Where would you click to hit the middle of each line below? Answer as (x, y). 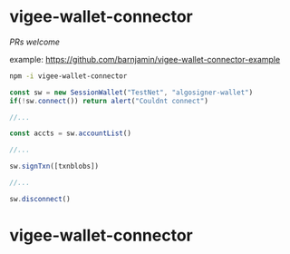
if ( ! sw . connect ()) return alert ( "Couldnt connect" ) (109, 101)
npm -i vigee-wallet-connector (68, 76)
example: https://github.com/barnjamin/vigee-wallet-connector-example (145, 59)
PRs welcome (35, 42)
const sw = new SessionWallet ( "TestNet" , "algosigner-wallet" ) (131, 93)
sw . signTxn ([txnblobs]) (54, 166)
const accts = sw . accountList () (70, 133)
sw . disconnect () (40, 199)
